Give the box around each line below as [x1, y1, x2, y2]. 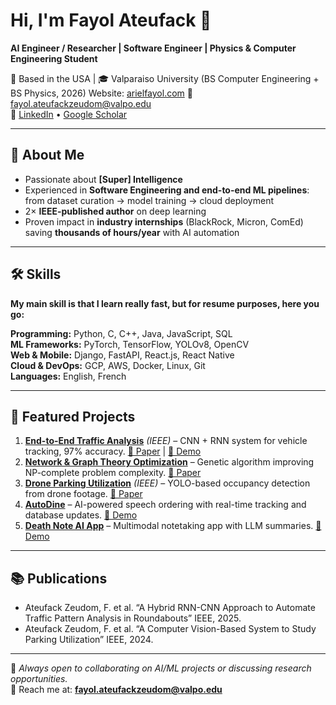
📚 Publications [10, 570, 108, 587]
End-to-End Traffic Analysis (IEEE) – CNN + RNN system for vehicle [24, 435, 308, 447]
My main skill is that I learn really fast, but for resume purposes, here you [10, 297, 320, 309]
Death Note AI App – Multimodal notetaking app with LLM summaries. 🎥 [24, 520, 322, 532]
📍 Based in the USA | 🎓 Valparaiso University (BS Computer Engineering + [10, 72, 320, 84]
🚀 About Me [10, 147, 85, 164]
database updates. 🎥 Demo [24, 509, 138, 521]
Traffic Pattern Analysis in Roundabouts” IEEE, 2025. [24, 612, 242, 624]
